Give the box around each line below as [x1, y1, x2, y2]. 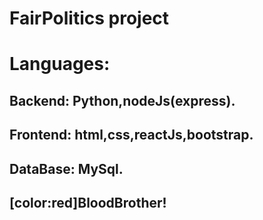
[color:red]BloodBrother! [9, 194, 167, 211]
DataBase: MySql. [9, 160, 124, 177]
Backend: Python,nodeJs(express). [9, 92, 236, 109]
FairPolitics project [9, 7, 170, 30]
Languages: [9, 53, 111, 76]
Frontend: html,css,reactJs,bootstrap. [9, 127, 254, 144]
